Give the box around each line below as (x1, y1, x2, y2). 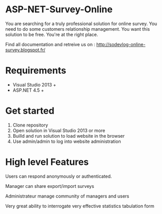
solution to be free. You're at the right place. (5, 31, 98, 37)
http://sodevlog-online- (96, 41, 146, 47)
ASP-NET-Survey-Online (5, 4, 113, 15)
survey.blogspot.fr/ (5, 47, 45, 53)
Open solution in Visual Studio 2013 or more (12, 127, 106, 134)
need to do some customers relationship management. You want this (5, 26, 150, 32)
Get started (5, 105, 55, 117)
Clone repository (12, 122, 49, 128)
